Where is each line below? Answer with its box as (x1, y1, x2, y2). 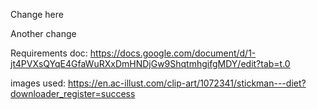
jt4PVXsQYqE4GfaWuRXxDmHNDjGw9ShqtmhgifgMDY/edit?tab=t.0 (10, 58, 291, 69)
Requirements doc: (10, 47, 88, 59)
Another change (10, 28, 77, 39)
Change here (10, 9, 64, 20)
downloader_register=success (10, 88, 136, 99)
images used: (10, 77, 67, 89)
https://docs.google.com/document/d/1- (89, 47, 257, 59)
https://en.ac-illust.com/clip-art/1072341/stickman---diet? (67, 77, 307, 89)
